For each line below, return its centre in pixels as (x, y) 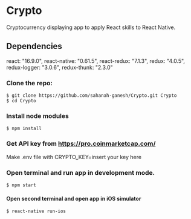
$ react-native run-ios (36, 211)
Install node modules (38, 116)
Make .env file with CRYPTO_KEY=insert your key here (74, 157)
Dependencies (34, 46)
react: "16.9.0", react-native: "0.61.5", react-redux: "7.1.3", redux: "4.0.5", (96, 60)
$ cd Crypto (21, 101)
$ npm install (24, 129)
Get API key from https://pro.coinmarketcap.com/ (81, 144)
